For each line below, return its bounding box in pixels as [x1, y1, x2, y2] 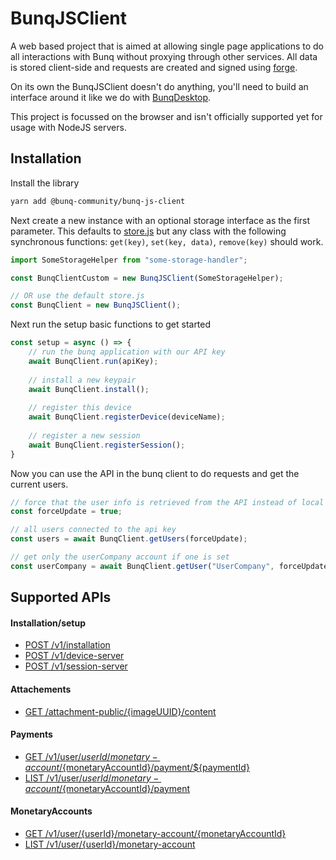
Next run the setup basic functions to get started [10, 318, 212, 331]
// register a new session [28, 430, 141, 441]
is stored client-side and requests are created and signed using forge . [10, 61, 298, 73]
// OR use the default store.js [10, 291, 145, 301]
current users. [10, 478, 69, 490]
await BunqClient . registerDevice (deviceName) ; [28, 412, 226, 422]
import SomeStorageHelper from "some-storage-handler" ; [10, 255, 248, 265]
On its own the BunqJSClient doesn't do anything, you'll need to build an [10, 80, 309, 92]
